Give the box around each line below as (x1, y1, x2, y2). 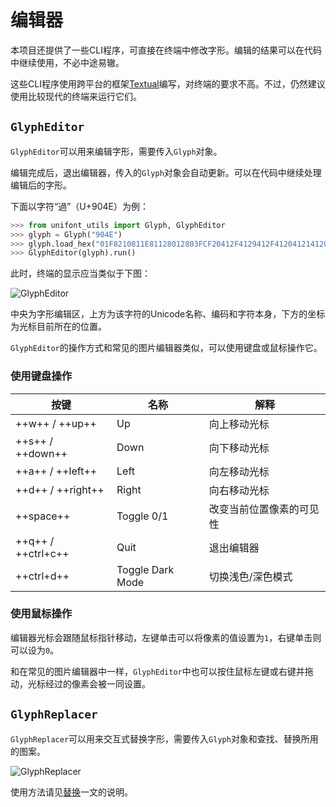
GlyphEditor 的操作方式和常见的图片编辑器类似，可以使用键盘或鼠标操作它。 (10, 342, 323, 354)
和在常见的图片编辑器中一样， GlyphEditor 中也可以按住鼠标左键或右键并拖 (10, 665, 314, 677)
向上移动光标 (208, 417, 270, 431)
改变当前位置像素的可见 (208, 502, 320, 516)
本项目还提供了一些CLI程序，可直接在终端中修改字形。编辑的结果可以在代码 (10, 44, 322, 56)
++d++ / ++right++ (15, 482, 105, 496)
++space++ (15, 509, 71, 523)
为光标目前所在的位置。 (10, 321, 107, 333)
